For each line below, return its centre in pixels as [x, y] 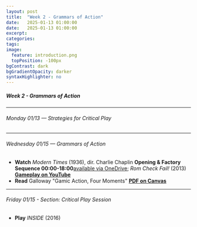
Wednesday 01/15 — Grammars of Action [56, 144]
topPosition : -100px [36, 60]
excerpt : [17, 33]
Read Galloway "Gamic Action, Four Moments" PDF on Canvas [91, 181]
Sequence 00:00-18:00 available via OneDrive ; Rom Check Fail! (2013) [100, 168]
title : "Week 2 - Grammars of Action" [55, 17]
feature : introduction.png [44, 55]
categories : [21, 39]
